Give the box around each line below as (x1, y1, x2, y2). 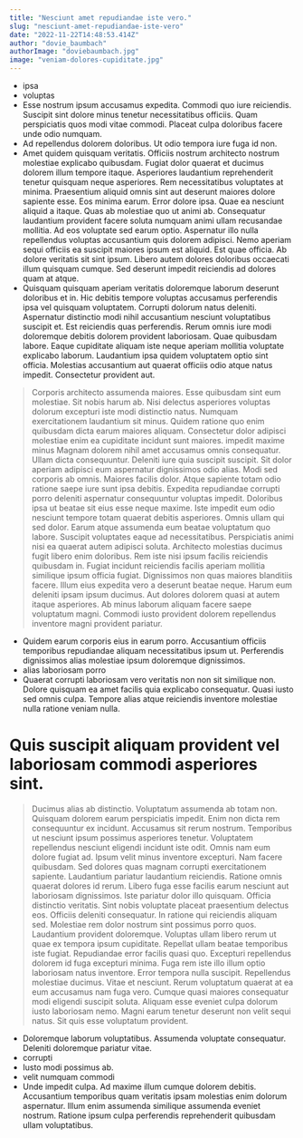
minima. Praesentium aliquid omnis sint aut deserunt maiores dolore (22, 187, 276, 197)
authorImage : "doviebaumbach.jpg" (9, 47, 140, 56)
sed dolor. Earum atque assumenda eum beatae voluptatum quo (31, 522, 271, 532)
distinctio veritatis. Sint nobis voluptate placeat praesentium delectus (31, 900, 289, 910)
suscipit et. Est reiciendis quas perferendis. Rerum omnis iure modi (22, 321, 272, 332)
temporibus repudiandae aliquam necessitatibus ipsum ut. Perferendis (22, 646, 285, 656)
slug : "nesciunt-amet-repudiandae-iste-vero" (9, 22, 184, 31)
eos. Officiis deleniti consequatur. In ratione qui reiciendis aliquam (31, 909, 278, 920)
